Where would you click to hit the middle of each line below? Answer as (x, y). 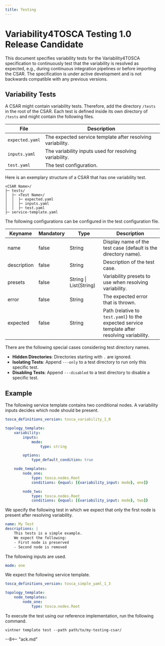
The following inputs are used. (36, 557)
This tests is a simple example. (48, 533)
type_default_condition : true (62, 460)
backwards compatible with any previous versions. (56, 79)
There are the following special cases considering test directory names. (78, 348)
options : (32, 455)
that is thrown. (119, 303)
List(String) (82, 286)
